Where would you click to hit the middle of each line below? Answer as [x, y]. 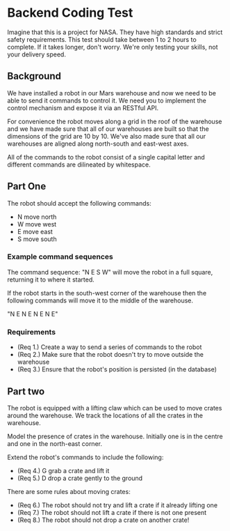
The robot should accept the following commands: [79, 203]
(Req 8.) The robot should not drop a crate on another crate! [103, 520]
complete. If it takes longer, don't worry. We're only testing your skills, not [113, 47]
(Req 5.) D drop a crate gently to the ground [80, 478]
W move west [37, 224]
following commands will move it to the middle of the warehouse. [100, 300]
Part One [27, 186]
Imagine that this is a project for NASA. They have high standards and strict [115, 32]
